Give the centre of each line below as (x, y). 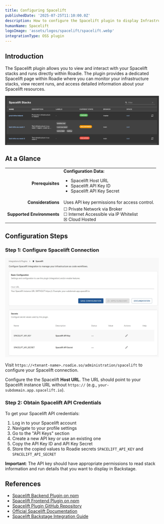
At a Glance (23, 159)
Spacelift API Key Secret (95, 191)
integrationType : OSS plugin (35, 36)
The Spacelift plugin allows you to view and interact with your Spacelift (76, 68)
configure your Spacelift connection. (42, 370)
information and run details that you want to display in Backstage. (71, 468)
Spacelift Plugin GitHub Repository (47, 506)
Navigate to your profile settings (44, 428)
